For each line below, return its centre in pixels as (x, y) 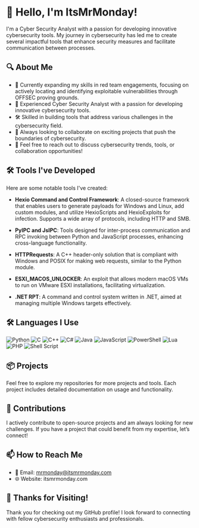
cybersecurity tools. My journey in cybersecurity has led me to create (91, 35)
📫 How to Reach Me (44, 455)
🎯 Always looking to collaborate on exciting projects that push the (95, 132)
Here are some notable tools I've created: (57, 188)
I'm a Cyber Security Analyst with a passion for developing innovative (91, 29)
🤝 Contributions (36, 408)
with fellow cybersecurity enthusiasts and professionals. (75, 518)
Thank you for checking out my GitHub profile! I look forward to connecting (98, 512)
